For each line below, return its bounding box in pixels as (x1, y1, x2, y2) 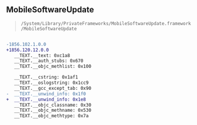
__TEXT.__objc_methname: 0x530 (14, 107, 92, 114)
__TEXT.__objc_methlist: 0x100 (14, 64, 92, 70)
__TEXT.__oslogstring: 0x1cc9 (14, 80, 89, 86)
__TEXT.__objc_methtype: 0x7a (14, 113, 89, 119)
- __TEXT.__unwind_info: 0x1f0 (6, 90, 86, 97)
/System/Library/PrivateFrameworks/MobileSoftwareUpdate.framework (20, 20, 191, 26)
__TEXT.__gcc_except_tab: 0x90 (14, 85, 92, 91)
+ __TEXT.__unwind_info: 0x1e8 (6, 96, 86, 102)
